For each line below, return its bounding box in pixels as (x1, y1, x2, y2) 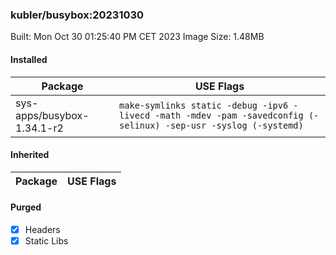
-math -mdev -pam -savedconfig (154, 109, 304, 121)
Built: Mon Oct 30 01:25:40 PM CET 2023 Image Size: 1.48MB (10, 31, 265, 43)
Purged (10, 201, 42, 213)
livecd (119, 109, 151, 121)
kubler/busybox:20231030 (10, 8, 145, 22)
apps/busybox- (15, 108, 90, 122)
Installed (10, 53, 48, 65)
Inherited (10, 149, 50, 161)
